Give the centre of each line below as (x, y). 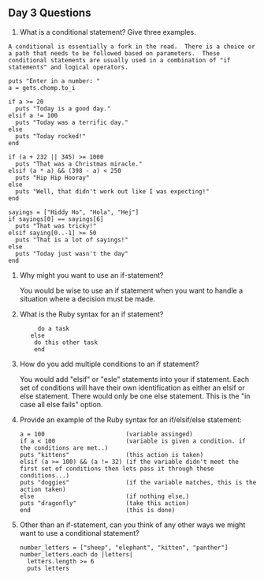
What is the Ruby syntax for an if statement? (91, 314)
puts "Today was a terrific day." (72, 122)
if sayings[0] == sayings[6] (56, 219)
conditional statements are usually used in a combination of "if (119, 60)
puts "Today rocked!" (51, 136)
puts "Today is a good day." (63, 109)
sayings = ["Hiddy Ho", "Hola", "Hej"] (74, 212)
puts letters (48, 568)
